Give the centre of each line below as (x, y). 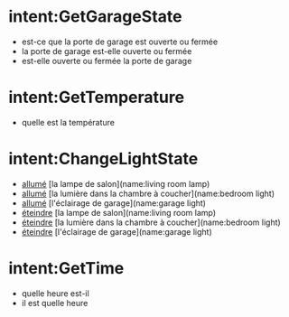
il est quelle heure (55, 303)
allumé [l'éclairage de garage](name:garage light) (114, 203)
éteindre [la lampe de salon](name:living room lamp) (119, 212)
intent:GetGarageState (95, 17)
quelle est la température (68, 122)
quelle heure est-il (55, 293)
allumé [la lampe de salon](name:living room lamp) (116, 183)
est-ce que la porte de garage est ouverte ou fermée (120, 42)
